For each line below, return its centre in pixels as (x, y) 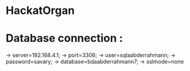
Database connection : (64, 39)
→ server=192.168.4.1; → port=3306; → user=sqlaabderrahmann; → (91, 55)
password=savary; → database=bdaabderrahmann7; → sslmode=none (95, 62)
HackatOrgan (40, 11)
